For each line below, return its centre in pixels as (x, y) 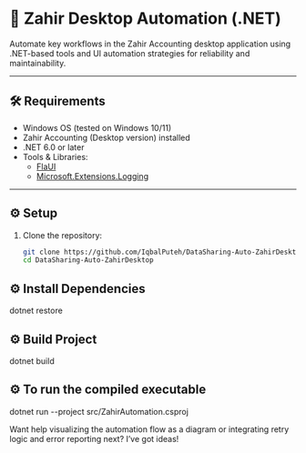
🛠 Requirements (58, 101)
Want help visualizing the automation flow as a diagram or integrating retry (149, 429)
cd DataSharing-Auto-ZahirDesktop (88, 260)
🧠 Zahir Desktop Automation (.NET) (146, 19)
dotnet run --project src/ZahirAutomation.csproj (99, 411)
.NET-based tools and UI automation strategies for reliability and (130, 53)
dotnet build (32, 361)
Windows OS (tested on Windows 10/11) (97, 127)
